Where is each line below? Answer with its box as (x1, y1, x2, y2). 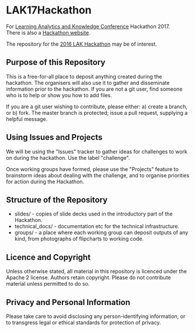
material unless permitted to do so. (6, 280, 90, 287)
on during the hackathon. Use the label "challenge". (6, 154, 130, 161)
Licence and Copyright (6, 252, 91, 262)
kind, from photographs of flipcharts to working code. (14, 235, 144, 242)
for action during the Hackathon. (6, 178, 85, 185)
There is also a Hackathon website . (6, 29, 90, 36)
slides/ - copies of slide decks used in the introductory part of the (14, 210, 173, 217)
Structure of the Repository (6, 194, 108, 205)
